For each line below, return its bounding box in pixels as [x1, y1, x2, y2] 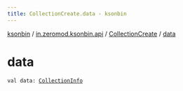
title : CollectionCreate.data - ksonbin [7, 10, 128, 17]
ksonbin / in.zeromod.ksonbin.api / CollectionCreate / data [7, 29, 176, 38]
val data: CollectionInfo [7, 77, 83, 84]
